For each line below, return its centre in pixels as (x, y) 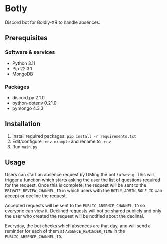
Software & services (30, 52)
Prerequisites (26, 38)
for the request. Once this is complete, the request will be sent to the (76, 185)
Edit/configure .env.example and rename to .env (62, 141)
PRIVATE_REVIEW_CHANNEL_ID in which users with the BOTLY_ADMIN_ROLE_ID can (84, 190)
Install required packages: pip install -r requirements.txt (74, 136)
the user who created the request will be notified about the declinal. (75, 216)
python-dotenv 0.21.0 (34, 103)
